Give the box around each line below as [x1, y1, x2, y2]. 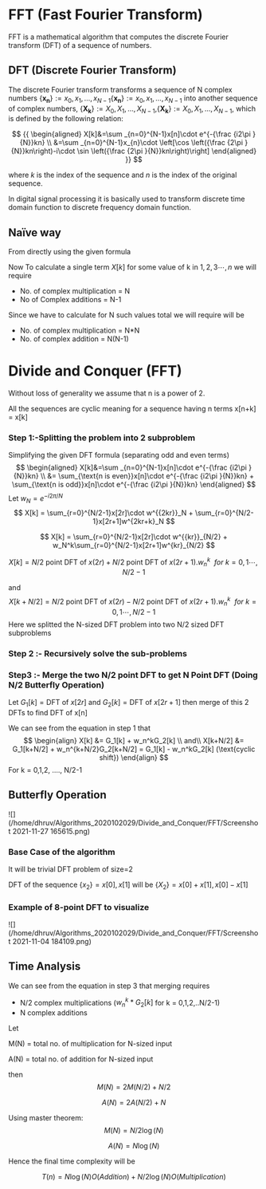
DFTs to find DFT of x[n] [8, 707, 88, 717]
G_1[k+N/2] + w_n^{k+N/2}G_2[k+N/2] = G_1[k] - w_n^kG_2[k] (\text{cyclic [12, 744, 256, 754]
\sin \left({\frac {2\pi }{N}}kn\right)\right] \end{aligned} [76, 146, 257, 156]
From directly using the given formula [8, 247, 131, 257]
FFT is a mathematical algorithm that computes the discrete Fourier [8, 32, 229, 41]
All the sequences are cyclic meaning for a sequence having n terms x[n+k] [8, 404, 256, 414]
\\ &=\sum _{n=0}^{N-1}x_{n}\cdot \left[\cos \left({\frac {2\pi [46, 138, 244, 148]
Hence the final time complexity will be [8, 1156, 135, 1166]
